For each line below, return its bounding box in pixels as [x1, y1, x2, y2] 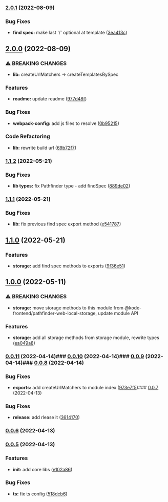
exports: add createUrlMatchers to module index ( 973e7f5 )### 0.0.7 [12, 385, 159, 391]
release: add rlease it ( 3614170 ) [12, 414, 80, 421]
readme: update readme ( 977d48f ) [12, 96, 87, 102]
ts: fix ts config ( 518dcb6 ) [12, 491, 68, 497]
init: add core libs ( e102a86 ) [12, 466, 73, 472]
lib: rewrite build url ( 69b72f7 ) [12, 144, 77, 151]
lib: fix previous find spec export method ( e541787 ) [12, 221, 121, 227]
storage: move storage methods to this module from [12, 304, 124, 311]
